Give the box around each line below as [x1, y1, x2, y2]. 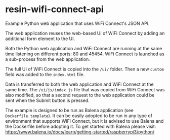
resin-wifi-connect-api [5, 4, 104, 15]
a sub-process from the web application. [5, 56, 90, 62]
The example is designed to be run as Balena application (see [5, 107, 134, 113]
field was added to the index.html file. [5, 71, 85, 77]
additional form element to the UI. [5, 36, 75, 42]
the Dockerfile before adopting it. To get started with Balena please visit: [5, 123, 156, 129]
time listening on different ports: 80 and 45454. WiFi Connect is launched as [5, 51, 164, 57]
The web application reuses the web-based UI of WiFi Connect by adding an [5, 30, 165, 36]
